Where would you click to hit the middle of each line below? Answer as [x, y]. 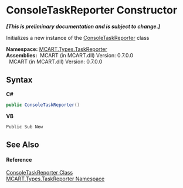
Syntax [19, 80]
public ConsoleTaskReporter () [43, 105]
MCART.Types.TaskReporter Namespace [55, 179]
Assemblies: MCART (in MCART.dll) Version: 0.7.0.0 [70, 55]
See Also [23, 145]
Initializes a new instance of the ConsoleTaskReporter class [78, 37]
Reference [19, 159]
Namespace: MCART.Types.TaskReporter [57, 49]
